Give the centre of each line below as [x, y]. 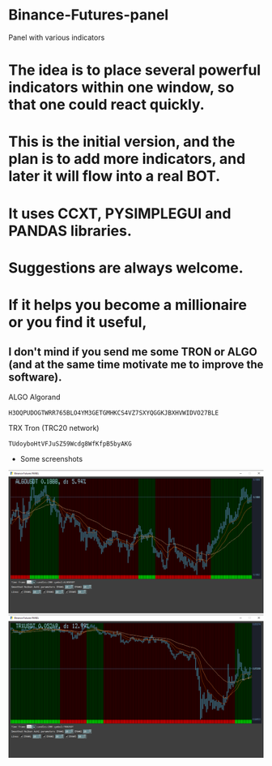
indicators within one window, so [121, 88]
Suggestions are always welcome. [126, 267]
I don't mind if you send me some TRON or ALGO [133, 352]
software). [35, 378]
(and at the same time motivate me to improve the [136, 365]
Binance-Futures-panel [89, 15]
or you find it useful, [78, 322]
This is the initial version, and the [122, 142]
